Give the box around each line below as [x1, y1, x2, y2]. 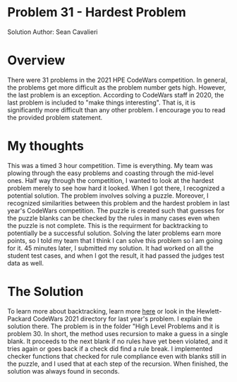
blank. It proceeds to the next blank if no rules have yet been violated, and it [7, 337, 228, 345]
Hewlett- [196, 306, 222, 315]
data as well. [7, 258, 44, 267]
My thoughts [7, 138, 85, 154]
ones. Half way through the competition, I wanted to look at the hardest [7, 176, 214, 184]
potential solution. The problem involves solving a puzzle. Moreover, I [7, 191, 209, 200]
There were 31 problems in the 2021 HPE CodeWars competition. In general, [7, 76, 228, 84]
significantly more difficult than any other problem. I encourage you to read [7, 105, 226, 114]
